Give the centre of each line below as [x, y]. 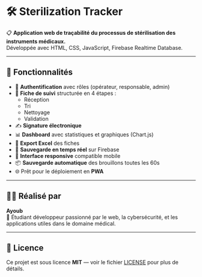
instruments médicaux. [36, 41]
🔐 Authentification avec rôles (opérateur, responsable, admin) [92, 87]
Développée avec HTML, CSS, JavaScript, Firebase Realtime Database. [95, 47]
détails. [15, 269]
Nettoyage [37, 112]
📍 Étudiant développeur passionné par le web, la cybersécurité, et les [92, 217]
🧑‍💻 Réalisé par [34, 196]
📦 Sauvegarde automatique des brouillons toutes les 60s [87, 162]
